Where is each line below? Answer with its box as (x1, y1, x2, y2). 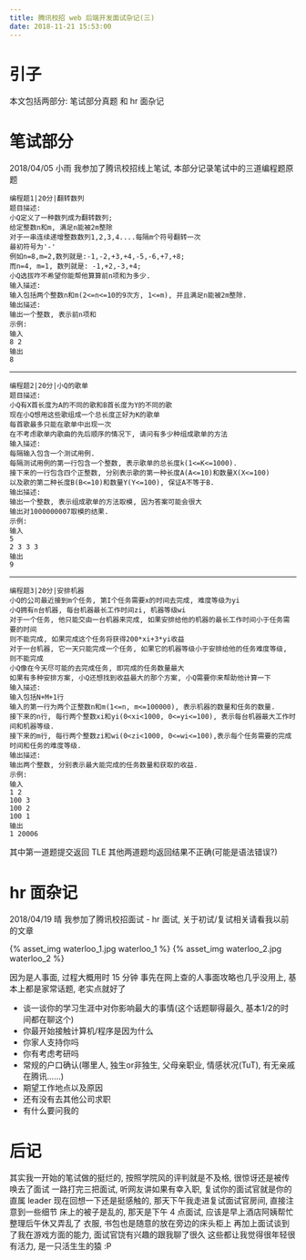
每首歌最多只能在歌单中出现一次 (9, 420, 112, 429)
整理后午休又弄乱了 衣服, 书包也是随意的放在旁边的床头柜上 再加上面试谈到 (9, 1218, 290, 1229)
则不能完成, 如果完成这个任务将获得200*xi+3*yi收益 (9, 635, 185, 644)
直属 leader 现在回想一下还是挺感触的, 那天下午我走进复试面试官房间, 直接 (9, 1195, 287, 1206)
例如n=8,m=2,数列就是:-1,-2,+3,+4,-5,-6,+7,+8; (9, 252, 185, 261)
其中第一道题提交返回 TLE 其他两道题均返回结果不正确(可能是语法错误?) (9, 846, 278, 857)
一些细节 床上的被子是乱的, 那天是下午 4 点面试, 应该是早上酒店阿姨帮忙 (25, 1206, 294, 1217)
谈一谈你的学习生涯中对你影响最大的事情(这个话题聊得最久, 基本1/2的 (22, 1003, 281, 1014)
